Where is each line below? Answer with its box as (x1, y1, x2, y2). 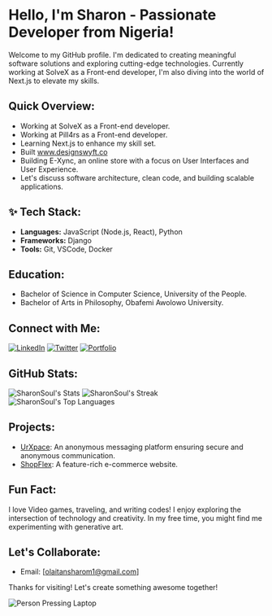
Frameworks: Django (19, 235, 92, 245)
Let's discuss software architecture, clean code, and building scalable (19, 173, 254, 182)
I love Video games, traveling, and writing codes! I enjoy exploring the (8, 505, 242, 514)
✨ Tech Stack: (8, 205, 81, 219)
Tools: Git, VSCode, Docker (19, 244, 114, 254)
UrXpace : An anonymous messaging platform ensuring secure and (19, 442, 244, 452)
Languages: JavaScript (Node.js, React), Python (19, 226, 183, 237)
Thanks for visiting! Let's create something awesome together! (8, 583, 218, 592)
